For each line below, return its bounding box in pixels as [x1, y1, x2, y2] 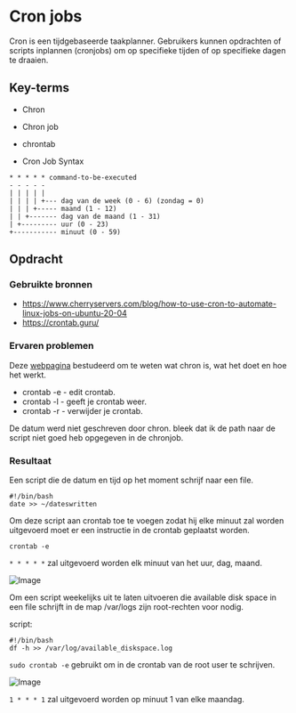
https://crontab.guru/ [21, 318, 100, 328]
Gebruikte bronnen [9, 279, 93, 291]
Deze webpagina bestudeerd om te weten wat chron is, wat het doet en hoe [9, 360, 287, 370]
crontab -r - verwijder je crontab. [21, 405, 144, 416]
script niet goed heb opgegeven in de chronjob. [9, 432, 184, 442]
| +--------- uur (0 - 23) [9, 220, 109, 229]
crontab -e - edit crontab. [21, 386, 116, 397]
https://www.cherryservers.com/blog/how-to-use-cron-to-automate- [21, 298, 277, 309]
